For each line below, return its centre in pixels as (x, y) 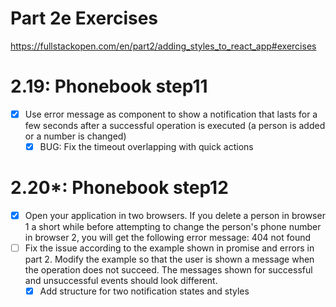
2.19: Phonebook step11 (109, 86)
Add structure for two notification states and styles (144, 291)
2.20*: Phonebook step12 (119, 188)
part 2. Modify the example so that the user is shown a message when (169, 259)
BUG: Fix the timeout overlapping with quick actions (146, 146)
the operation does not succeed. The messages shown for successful (168, 270)
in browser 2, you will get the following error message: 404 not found (168, 237)
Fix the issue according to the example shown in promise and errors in (169, 248)
